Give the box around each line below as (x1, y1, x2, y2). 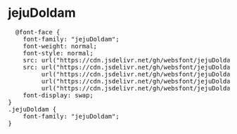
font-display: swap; (23, 91, 94, 99)
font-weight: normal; (23, 42, 98, 50)
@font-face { (15, 28, 60, 36)
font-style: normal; (23, 49, 94, 57)
